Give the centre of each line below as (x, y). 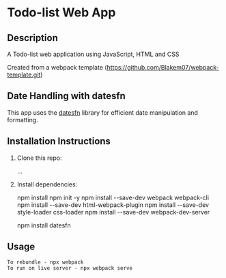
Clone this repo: (39, 158)
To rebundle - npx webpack (45, 262)
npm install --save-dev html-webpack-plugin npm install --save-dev (113, 205)
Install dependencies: (47, 184)
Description (32, 38)
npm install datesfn (44, 225)
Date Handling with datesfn (67, 96)
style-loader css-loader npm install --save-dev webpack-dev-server (113, 212)
